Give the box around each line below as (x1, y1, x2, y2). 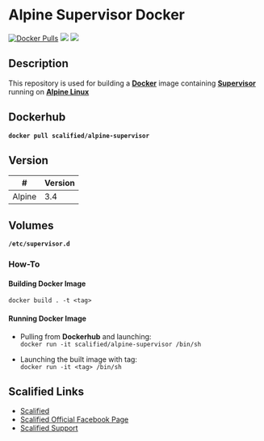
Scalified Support (19, 423, 78, 433)
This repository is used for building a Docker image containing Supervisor (8, 78, 256, 88)
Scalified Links (8, 384, 85, 398)
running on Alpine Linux (8, 86, 90, 96)
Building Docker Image (8, 279, 86, 288)
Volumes (8, 218, 54, 232)
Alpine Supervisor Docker (8, 6, 186, 24)
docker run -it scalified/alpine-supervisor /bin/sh (19, 340, 202, 348)
